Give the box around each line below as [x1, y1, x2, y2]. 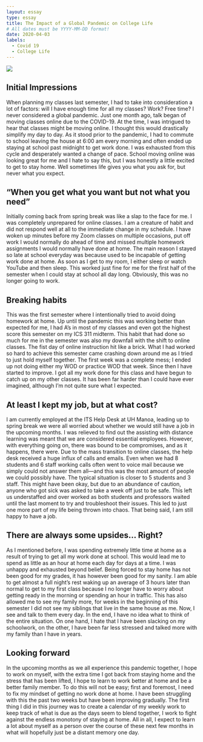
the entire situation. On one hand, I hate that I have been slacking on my [6, 617, 186, 625]
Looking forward [6, 648, 70, 658]
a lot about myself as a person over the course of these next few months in [6, 722, 194, 729]
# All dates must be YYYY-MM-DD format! [6, 26, 110, 32]
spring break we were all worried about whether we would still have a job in [6, 422, 195, 429]
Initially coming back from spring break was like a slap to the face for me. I [6, 213, 192, 220]
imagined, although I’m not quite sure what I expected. [6, 382, 142, 390]
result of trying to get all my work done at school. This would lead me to [6, 552, 186, 560]
